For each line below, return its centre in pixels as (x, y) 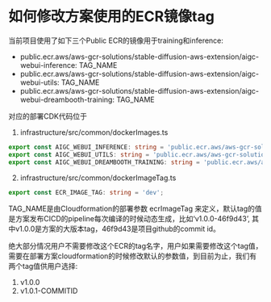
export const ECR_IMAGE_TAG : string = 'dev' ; (86, 192)
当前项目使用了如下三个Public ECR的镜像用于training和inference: (116, 40)
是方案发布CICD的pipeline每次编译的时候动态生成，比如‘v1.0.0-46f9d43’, (129, 219)
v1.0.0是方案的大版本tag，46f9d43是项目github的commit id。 (117, 229)
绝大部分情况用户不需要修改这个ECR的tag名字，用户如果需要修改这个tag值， (135, 246)
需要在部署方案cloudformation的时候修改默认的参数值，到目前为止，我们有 (133, 256)
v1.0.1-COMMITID (49, 291)
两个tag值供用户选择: (43, 266)
